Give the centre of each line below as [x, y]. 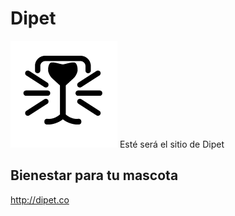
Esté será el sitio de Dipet [172, 144]
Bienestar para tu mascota [94, 175]
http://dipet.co [40, 199]
